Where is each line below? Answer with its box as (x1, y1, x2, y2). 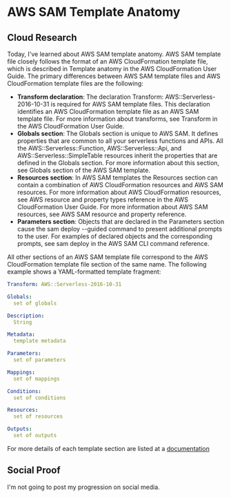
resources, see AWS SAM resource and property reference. (17, 210, 187, 218)
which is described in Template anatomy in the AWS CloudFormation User (7, 65, 217, 73)
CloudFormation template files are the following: (7, 79, 143, 87)
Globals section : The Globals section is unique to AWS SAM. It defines (17, 129, 219, 137)
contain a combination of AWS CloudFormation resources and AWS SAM (17, 181, 224, 189)
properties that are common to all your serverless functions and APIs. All (17, 137, 224, 145)
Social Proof (7, 464, 61, 477)
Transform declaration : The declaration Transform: (17, 93, 164, 101)
